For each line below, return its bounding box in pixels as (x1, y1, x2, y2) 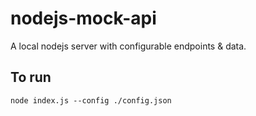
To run (10, 69, 52, 86)
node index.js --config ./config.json (10, 95, 172, 106)
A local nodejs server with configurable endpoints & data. (10, 40, 247, 52)
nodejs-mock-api (10, 7, 157, 30)
